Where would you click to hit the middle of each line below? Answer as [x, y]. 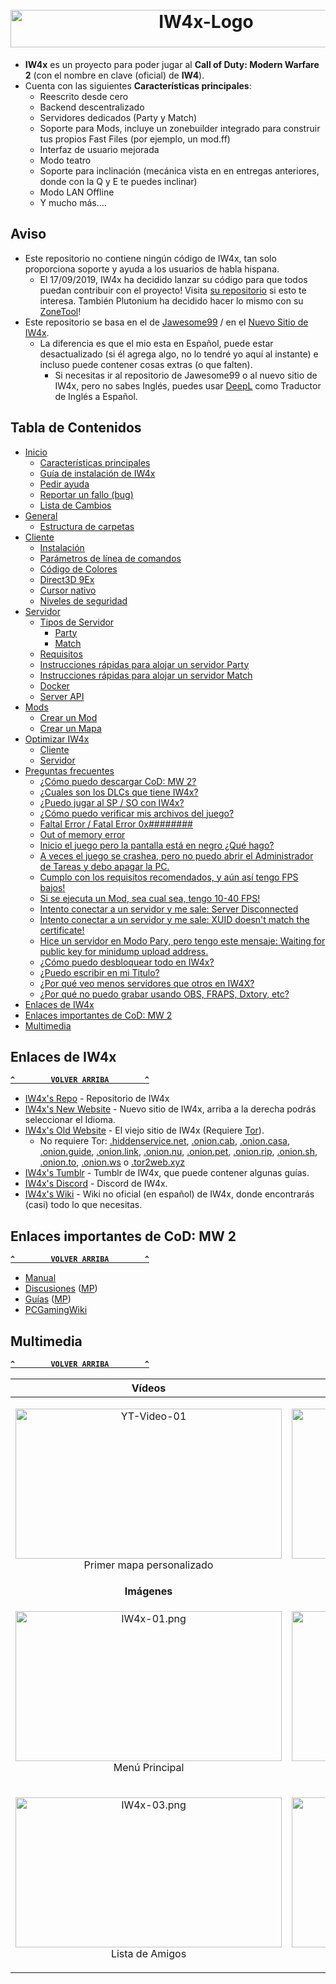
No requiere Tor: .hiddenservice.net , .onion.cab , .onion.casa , [165, 1141]
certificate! [62, 930]
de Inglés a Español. [96, 396]
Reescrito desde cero [84, 96]
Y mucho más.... [73, 202]
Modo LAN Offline [77, 192]
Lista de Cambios [75, 505]
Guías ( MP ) [48, 1299]
